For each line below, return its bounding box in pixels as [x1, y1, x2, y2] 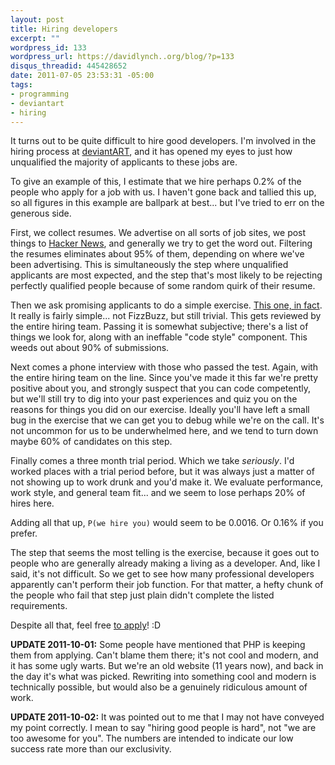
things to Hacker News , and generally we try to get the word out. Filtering [10, 237, 313, 250]
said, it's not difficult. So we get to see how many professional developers [10, 568, 315, 580]
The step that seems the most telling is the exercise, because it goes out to [10, 547, 320, 559]
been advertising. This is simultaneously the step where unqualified [10, 259, 289, 271]
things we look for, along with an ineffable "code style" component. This [10, 331, 308, 343]
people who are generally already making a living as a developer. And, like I [10, 557, 321, 570]
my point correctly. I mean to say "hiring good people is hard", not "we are [10, 722, 317, 734]
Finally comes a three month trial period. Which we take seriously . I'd [10, 455, 295, 467]
